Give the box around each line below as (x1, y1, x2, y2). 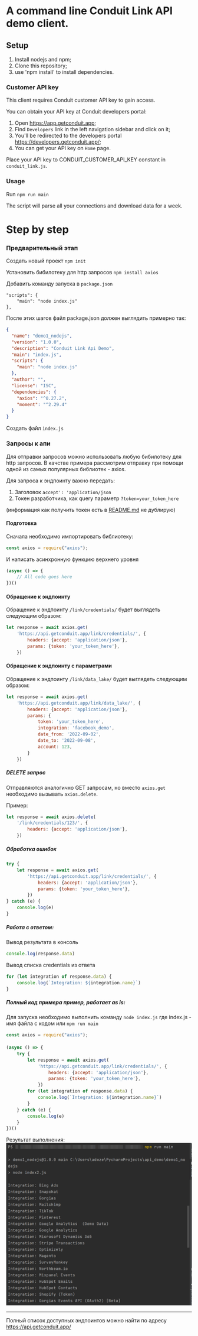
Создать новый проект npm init (6, 257, 87, 264)
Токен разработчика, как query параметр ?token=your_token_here (14, 495, 179, 502)
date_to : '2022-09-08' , (37, 738, 96, 744)
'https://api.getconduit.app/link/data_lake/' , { (16, 700, 141, 706)
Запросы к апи (6, 439, 51, 448)
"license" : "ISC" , (11, 382, 57, 388)
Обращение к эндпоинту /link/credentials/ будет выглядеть (6, 606, 161, 613)
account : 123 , (37, 744, 72, 750)
